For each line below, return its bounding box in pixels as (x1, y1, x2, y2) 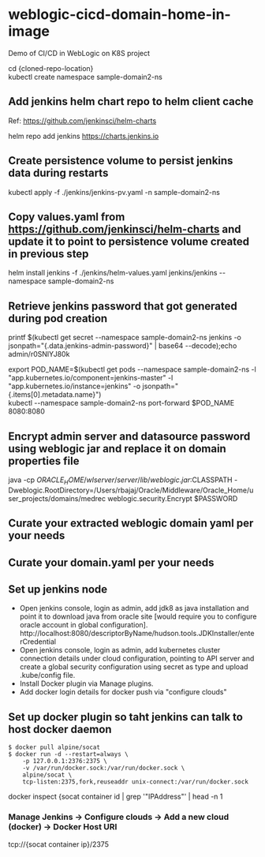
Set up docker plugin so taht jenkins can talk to (8, 710, 243, 724)
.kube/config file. (19, 671, 76, 680)
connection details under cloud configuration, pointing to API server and (19, 653, 255, 664)
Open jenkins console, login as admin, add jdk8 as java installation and (19, 604, 249, 613)
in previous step (8, 247, 89, 260)
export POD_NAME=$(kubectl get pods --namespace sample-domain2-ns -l (8, 365, 256, 374)
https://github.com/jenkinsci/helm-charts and (8, 223, 242, 236)
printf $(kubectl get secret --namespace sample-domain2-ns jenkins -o (8, 333, 242, 342)
